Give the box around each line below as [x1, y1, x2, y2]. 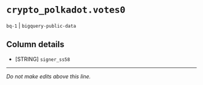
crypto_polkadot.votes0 [6, 4, 126, 16]
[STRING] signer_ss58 [14, 55, 71, 63]
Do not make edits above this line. [6, 72, 91, 80]
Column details [6, 39, 65, 49]
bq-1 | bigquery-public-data [6, 22, 77, 29]
